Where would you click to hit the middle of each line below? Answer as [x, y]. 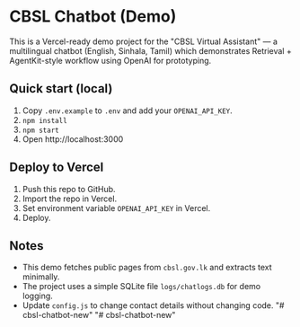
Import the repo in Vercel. [70, 199]
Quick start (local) [61, 88]
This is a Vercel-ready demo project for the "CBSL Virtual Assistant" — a [144, 41]
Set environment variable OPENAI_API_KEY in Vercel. [116, 208]
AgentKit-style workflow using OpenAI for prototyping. [110, 60]
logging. [38, 296]
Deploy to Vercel [57, 168]
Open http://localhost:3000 [73, 139]
